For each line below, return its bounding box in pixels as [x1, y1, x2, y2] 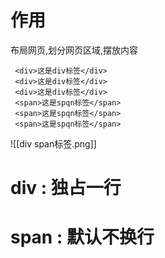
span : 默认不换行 [10, 226, 155, 249]
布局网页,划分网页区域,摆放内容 [10, 44, 139, 56]
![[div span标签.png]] [10, 137, 97, 150]
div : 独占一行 [10, 177, 122, 200]
